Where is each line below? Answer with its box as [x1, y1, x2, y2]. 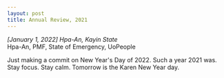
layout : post [7, 10, 45, 17]
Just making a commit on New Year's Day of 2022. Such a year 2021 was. [7, 55, 217, 64]
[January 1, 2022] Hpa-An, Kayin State [7, 35, 119, 43]
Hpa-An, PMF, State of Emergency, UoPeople [7, 42, 136, 51]
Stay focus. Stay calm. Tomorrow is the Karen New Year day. [7, 63, 180, 71]
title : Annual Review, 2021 [7, 16, 88, 23]
